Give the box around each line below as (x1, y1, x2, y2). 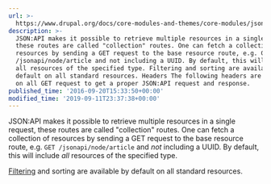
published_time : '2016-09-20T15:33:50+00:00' (8, 86, 164, 95)
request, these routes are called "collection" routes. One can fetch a (8, 125, 235, 135)
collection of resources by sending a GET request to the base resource (8, 134, 244, 144)
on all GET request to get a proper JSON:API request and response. (15, 79, 251, 87)
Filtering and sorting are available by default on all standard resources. (8, 166, 244, 176)
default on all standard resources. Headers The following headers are (15, 72, 262, 80)
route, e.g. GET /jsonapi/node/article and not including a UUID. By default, (8, 142, 260, 152)
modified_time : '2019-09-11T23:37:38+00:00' (8, 94, 161, 102)
